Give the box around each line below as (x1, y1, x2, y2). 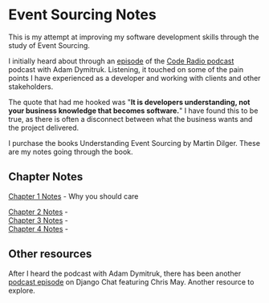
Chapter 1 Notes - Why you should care (8, 191, 139, 201)
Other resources (8, 247, 92, 261)
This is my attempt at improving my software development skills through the (8, 32, 259, 42)
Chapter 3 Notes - (8, 215, 68, 225)
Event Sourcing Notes (8, 6, 157, 24)
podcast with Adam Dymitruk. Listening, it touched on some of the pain (8, 64, 244, 74)
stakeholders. (8, 82, 54, 91)
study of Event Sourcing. (8, 40, 91, 50)
